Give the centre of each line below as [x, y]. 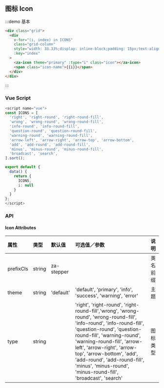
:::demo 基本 [18, 22]
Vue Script [18, 98]
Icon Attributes [21, 227]
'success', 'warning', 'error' [106, 296]
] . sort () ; [15, 158]
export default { [23, 167]
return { [23, 176]
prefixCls [18, 269]
